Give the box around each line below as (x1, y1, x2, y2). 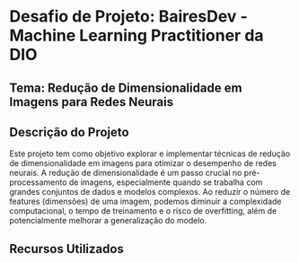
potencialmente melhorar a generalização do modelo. (9, 215, 207, 226)
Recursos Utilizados (9, 241, 124, 257)
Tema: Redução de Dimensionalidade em (9, 80, 242, 95)
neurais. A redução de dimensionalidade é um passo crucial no (9, 168, 242, 179)
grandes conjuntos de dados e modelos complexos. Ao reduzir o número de (9, 187, 291, 197)
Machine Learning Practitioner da (9, 25, 264, 46)
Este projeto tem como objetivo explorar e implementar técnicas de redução (9, 148, 291, 159)
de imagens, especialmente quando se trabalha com (68, 177, 263, 188)
